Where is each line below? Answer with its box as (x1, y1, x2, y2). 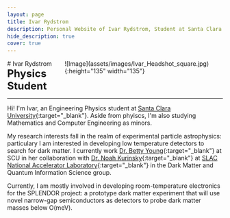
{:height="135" (64, 67, 106, 75)
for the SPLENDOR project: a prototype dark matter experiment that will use (7, 189, 220, 197)
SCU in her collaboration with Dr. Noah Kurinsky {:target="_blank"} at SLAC (7, 154, 218, 162)
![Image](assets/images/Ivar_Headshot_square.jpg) (64, 60, 209, 68)
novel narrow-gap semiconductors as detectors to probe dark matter (7, 196, 201, 205)
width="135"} (107, 67, 145, 75)
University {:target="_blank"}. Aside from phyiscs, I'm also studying (7, 112, 196, 120)
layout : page (7, 11, 44, 18)
